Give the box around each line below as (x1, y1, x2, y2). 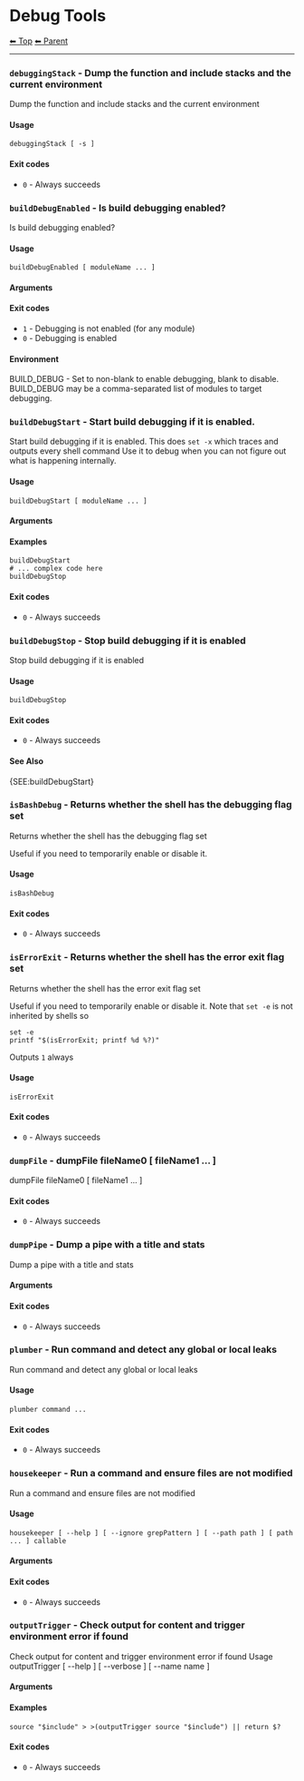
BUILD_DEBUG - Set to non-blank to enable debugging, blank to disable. (9, 374, 280, 385)
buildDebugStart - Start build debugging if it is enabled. (9, 416, 256, 428)
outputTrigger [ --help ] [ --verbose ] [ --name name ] (9, 1660, 210, 1671)
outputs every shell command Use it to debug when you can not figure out (9, 445, 287, 456)
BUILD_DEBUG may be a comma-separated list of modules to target (9, 383, 262, 395)
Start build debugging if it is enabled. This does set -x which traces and (9, 436, 279, 447)
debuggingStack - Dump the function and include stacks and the (9, 66, 291, 79)
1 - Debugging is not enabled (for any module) (22, 323, 195, 334)
